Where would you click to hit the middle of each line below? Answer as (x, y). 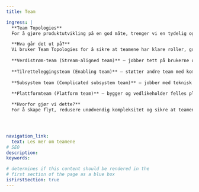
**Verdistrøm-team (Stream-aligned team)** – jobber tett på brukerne (100, 60)
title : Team (21, 12)
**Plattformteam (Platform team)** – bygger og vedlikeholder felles (99, 94)
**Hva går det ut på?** (41, 44)
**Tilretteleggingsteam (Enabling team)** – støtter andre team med (98, 72)
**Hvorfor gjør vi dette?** (46, 104)
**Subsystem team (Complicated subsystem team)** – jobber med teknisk (102, 83)
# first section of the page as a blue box (61, 175)
